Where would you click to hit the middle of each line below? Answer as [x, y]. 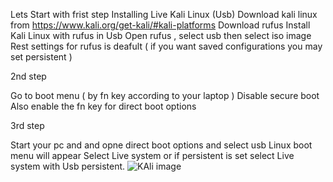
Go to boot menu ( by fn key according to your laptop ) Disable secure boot [165, 95]
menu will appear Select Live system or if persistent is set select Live [152, 155]
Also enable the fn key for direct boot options [103, 106]
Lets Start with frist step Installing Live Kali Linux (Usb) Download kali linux [164, 14]
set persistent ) [41, 57]
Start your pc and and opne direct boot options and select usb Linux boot [161, 145]
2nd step [28, 76]
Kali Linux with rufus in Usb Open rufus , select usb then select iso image [161, 35]
